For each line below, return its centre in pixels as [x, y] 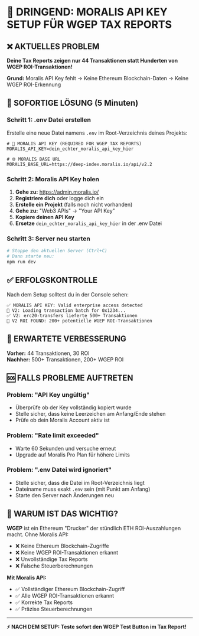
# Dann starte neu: [31, 256]
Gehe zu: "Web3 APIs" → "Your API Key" [65, 211]
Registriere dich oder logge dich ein [59, 198]
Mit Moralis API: [27, 578]
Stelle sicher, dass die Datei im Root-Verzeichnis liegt [80, 482]
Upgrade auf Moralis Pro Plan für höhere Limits [73, 455]
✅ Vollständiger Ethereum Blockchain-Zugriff [70, 589]
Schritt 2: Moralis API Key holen [53, 179]
